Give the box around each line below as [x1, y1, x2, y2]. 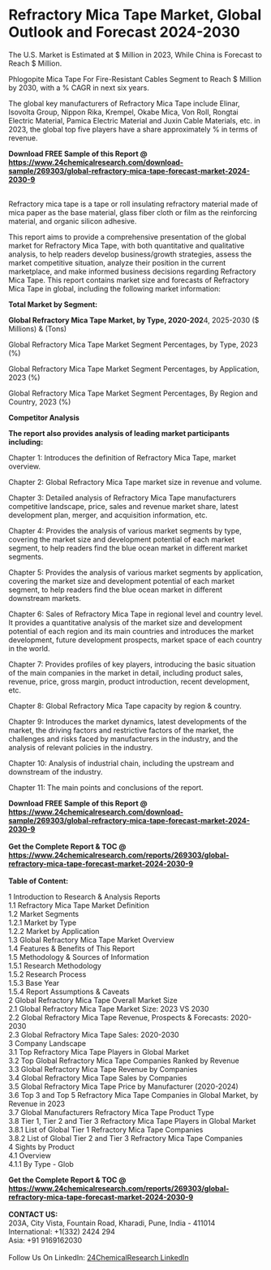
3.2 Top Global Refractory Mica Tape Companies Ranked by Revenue [8, 1056, 239, 1065]
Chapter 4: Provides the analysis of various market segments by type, [8, 525, 242, 535]
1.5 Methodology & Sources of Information [8, 952, 150, 961]
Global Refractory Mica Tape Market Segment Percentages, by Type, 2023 [8, 339, 258, 349]
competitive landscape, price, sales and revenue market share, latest [8, 501, 239, 511]
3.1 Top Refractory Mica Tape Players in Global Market [8, 1047, 189, 1056]
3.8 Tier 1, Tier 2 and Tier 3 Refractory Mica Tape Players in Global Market [8, 1116, 256, 1125]
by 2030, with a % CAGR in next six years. [8, 83, 150, 93]
